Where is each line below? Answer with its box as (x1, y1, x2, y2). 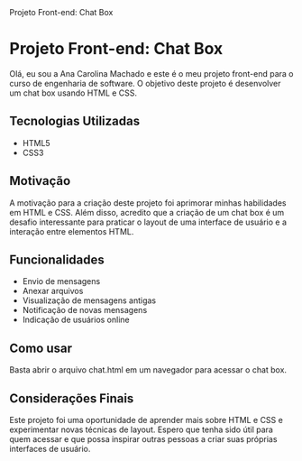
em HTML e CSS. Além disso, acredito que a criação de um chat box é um (9, 207, 285, 217)
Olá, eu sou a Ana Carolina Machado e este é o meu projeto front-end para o (9, 68, 294, 78)
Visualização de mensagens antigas (22, 295, 156, 306)
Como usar (9, 340, 73, 355)
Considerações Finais (9, 391, 134, 406)
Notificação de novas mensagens (22, 305, 148, 316)
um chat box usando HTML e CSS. (9, 88, 138, 98)
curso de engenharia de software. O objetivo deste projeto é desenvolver (9, 78, 281, 88)
